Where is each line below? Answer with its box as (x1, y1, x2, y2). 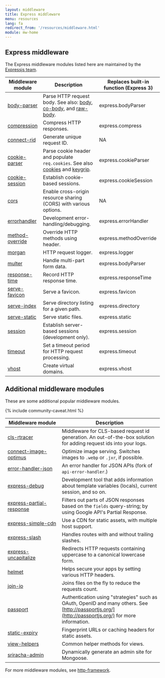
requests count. (61, 586, 98, 592)
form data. (42, 263, 67, 270)
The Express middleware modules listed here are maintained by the (5, 61, 141, 67)
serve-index (7, 302, 37, 309)
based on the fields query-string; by (61, 502, 148, 509)
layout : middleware (5, 7, 45, 12)
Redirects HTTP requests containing (61, 545, 145, 552)
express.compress (99, 122, 142, 129)
